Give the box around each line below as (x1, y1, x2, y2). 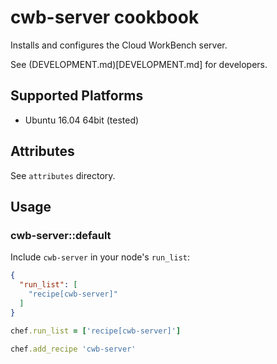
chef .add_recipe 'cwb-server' (10, 344, 137, 354)
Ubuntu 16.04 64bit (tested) (24, 114, 140, 126)
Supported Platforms (10, 87, 144, 105)
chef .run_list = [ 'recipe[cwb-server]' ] (10, 326, 182, 336)
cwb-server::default (10, 228, 112, 242)
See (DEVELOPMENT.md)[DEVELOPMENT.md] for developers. (10, 58, 268, 70)
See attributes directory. (10, 169, 116, 181)
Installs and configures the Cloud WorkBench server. (10, 39, 228, 51)
